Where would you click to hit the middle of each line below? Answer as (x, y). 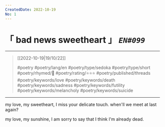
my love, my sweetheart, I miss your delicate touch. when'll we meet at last (81, 105)
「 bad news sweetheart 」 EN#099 (75, 40)
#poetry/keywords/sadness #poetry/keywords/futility (71, 85)
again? (12, 110)
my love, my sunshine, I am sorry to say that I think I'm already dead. (74, 119)
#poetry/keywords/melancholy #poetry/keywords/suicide (75, 90)
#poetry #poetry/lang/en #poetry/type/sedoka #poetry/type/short (84, 68)
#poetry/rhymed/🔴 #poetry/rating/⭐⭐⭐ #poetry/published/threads (84, 73)
